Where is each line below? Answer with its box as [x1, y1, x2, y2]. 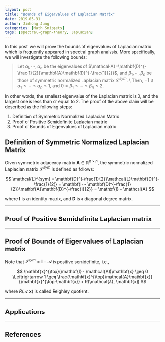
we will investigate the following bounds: [5, 54, 87, 60]
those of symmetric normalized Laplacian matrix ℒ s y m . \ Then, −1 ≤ [17, 76, 154, 83]
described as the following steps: [5, 104, 73, 110]
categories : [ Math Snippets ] [5, 26, 65, 31]
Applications [5, 308, 45, 316]
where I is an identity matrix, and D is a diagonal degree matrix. [5, 196, 133, 202]
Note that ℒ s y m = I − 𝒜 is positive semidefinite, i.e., [5, 258, 109, 265]
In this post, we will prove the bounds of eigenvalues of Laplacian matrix [5, 44, 151, 49]
